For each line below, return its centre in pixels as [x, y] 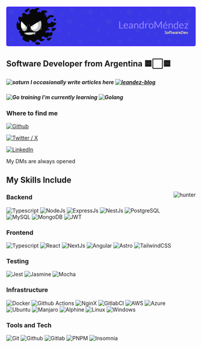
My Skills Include [39, 180]
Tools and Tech [29, 325]
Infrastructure [27, 290]
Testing [17, 261]
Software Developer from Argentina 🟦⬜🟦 [89, 64]
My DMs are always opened [41, 161]
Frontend [20, 233]
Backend [20, 198]
